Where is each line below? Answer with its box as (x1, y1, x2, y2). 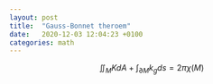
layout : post (9, 13, 59, 22)
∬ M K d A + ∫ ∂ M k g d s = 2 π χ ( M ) (98, 63, 205, 76)
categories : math (9, 38, 75, 47)
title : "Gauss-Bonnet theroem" (9, 21, 131, 30)
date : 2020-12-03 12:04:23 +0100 (9, 29, 144, 38)
